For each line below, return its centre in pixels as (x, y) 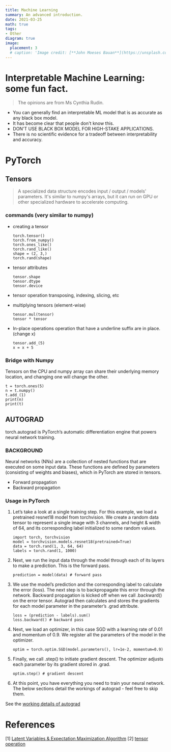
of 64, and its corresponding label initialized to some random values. (84, 528)
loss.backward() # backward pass (48, 620)
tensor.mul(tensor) (33, 314)
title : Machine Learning (32, 10)
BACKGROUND (24, 450)
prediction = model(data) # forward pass (57, 575)
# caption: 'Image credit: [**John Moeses (55, 52)
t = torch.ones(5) (25, 386)
